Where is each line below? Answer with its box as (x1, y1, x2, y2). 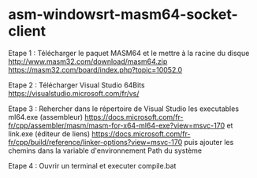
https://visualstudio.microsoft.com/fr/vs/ (8, 88, 140, 98)
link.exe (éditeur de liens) (8, 128, 91, 139)
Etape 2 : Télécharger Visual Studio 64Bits (8, 80, 145, 90)
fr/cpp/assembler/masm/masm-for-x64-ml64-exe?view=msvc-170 (8, 121, 225, 130)
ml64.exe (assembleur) (8, 112, 84, 121)
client (8, 22, 47, 40)
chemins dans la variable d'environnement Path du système (8, 146, 203, 155)
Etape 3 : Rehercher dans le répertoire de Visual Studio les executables (8, 104, 239, 113)
